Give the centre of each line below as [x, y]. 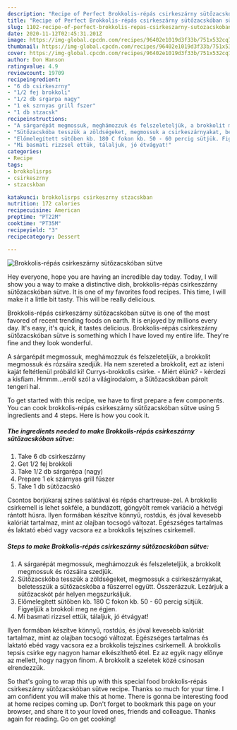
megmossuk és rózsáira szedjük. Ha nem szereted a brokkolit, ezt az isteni [116, 364]
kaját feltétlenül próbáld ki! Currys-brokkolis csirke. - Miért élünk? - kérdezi [116, 371]
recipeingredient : [34, 79]
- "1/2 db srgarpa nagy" [44, 100]
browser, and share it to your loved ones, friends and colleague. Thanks [112, 712]
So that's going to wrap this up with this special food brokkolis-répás [107, 681]
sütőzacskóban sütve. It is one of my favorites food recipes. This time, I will [117, 292]
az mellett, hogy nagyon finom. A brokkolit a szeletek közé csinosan [106, 660]
